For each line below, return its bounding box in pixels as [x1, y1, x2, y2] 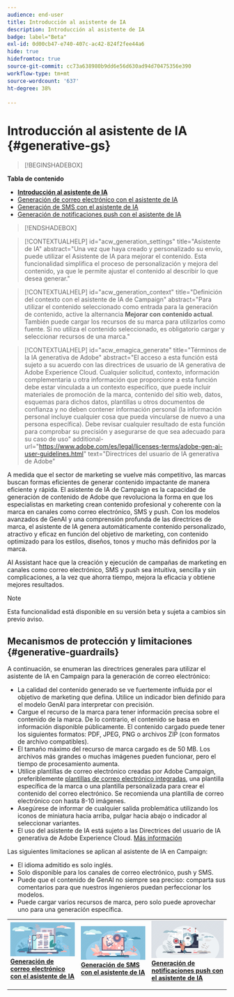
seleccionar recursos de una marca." [24, 332, 130, 341]
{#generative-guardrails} [7, 646, 120, 658]
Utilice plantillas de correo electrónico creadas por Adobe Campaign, [17, 767, 216, 775]
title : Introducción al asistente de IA [7, 18, 127, 26]
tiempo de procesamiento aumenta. [17, 760, 120, 767]
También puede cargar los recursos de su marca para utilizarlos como [24, 317, 226, 326]
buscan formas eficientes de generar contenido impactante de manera [7, 478, 210, 486]
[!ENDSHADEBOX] [24, 224, 77, 232]
